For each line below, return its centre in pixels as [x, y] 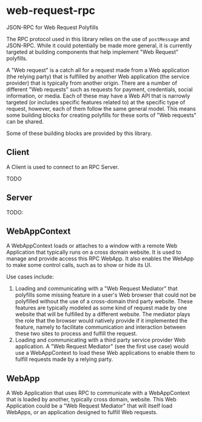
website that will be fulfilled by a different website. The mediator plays [103, 314]
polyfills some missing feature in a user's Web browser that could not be [106, 295]
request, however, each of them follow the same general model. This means [101, 108]
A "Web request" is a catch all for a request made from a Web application [98, 70]
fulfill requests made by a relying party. [64, 359]
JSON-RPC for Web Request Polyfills [52, 27]
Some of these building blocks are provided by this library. [79, 133]
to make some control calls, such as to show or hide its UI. [79, 265]
